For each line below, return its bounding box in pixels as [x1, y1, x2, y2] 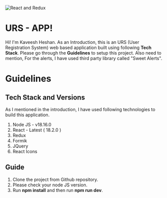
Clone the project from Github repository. [12, 176, 98, 182]
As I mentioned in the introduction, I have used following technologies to [5, 106, 155, 112]
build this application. [5, 112, 50, 118]
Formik [12, 137, 27, 143]
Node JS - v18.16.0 [12, 121, 51, 127]
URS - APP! [5, 23, 53, 34]
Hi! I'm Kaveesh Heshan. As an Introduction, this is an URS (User [5, 39, 140, 45]
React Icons [12, 148, 38, 154]
